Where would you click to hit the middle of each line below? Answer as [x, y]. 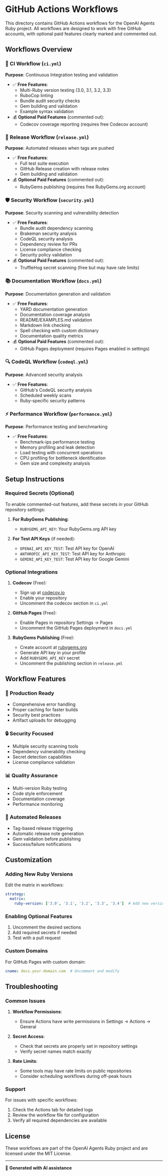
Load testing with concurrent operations [61, 453]
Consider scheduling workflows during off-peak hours [76, 1076]
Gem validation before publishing [46, 839]
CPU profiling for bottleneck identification [63, 458]
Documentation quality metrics [51, 336]
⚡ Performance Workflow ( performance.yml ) [59, 414]
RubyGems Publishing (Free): [43, 638]
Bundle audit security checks [50, 101]
